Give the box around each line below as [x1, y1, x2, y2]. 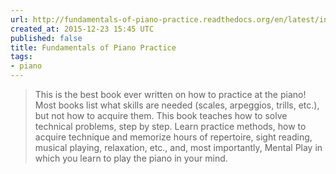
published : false [10, 33, 83, 43]
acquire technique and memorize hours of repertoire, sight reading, [34, 131, 313, 143]
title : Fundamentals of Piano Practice [10, 42, 177, 53]
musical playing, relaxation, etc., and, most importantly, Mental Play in [34, 142, 323, 153]
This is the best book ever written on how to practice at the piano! [34, 89, 307, 100]
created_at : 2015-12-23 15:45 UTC [10, 24, 155, 34]
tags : [10, 52, 33, 62]
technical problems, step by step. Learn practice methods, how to [34, 121, 307, 132]
